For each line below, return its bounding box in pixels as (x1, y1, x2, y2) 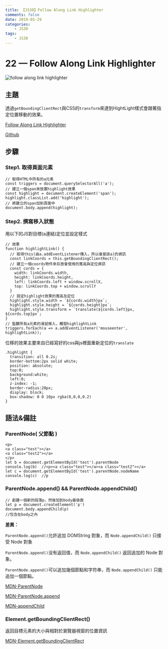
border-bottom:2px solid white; (10, 359, 78, 364)
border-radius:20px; (10, 385, 53, 391)
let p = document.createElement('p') (5, 502, 85, 507)
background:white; (10, 372, 49, 377)
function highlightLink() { (5, 246, 65, 251)
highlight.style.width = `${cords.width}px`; (10, 298, 108, 303)
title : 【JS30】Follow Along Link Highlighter (5, 7, 104, 13)
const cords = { (10, 265, 44, 271)
